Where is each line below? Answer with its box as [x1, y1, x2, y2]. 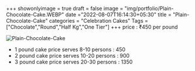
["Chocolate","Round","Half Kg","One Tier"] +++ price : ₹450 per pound [6, 23, 178, 30]
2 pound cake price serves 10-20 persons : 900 [14, 52, 130, 59]
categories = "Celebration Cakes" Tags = [49, 17, 148, 24]
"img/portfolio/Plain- [124, 5, 174, 12]
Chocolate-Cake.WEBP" [6, 11, 64, 18]
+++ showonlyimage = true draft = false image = [6, 5, 124, 12]
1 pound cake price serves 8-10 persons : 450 [14, 46, 126, 53]
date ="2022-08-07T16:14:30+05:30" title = [65, 11, 172, 18]
